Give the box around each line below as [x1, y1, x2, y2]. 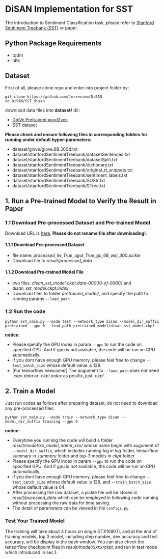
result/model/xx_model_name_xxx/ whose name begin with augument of [12, 442, 160, 448]
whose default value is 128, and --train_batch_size [46, 479, 151, 485]
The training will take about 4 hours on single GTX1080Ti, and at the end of [5, 529, 157, 534]
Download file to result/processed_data [12, 258, 92, 264]
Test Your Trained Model [5, 517, 65, 524]
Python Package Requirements [5, 39, 102, 48]
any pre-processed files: [5, 405, 55, 411]
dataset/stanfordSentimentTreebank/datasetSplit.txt [12, 156, 118, 163]
